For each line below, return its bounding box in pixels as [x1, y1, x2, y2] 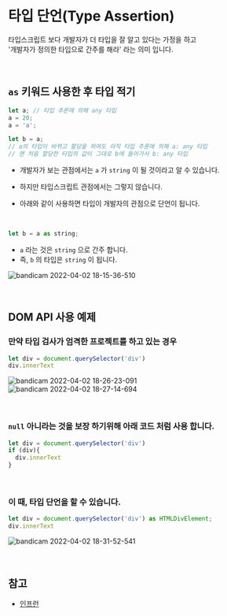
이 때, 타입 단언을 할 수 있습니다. [8, 497, 122, 508]
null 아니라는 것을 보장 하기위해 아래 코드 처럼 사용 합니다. [8, 421, 214, 432]
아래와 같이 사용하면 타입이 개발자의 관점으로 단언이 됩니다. [19, 199, 200, 208]
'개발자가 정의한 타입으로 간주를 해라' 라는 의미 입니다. [8, 44, 174, 54]
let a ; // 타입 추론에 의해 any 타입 [8, 106, 117, 114]
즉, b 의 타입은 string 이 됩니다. [19, 254, 118, 264]
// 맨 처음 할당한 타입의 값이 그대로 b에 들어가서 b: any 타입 [8, 150, 189, 158]
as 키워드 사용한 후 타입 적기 [8, 85, 136, 98]
